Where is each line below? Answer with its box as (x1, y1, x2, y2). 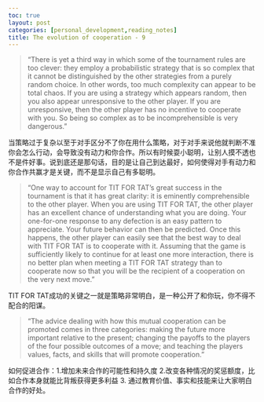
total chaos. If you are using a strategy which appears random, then (27, 88, 247, 98)
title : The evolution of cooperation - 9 (8, 33, 146, 42)
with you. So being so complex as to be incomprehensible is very (27, 113, 238, 122)
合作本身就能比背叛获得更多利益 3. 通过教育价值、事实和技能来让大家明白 (14, 376, 253, 386)
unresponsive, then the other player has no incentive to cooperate (27, 105, 241, 115)
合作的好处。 (8, 386, 49, 395)
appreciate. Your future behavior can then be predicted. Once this (27, 225, 241, 234)
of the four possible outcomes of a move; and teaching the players (27, 342, 244, 351)
